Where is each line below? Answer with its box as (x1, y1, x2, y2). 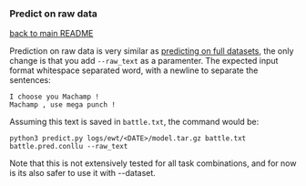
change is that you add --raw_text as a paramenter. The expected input (9, 56, 279, 67)
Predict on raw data (9, 7, 98, 20)
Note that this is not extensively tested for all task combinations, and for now (9, 158, 297, 169)
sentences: (9, 75, 52, 86)
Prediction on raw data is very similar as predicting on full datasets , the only (9, 46, 294, 57)
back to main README (9, 28, 94, 39)
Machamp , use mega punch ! (9, 100, 117, 109)
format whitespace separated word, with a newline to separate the (9, 65, 259, 76)
